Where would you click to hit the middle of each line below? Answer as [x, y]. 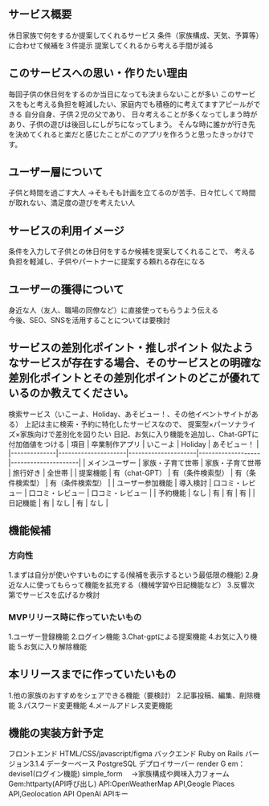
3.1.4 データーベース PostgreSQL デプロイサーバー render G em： [137, 764]
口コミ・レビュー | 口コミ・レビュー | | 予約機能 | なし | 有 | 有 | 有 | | [142, 493]
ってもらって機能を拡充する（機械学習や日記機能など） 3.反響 [145, 584]
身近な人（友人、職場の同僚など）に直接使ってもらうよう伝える [114, 310]
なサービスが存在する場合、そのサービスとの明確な [135, 363]
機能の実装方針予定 [56, 733]
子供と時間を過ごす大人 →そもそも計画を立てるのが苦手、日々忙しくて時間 [132, 193]
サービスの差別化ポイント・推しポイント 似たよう [131, 348]
